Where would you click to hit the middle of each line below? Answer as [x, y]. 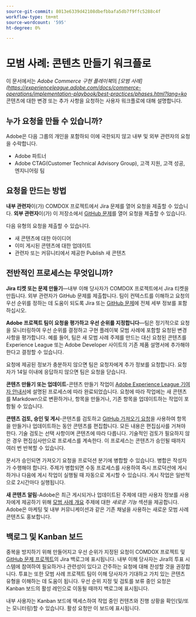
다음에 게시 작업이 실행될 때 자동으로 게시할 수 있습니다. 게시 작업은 [98, 475]
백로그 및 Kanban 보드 [44, 537]
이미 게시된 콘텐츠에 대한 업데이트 [53, 245]
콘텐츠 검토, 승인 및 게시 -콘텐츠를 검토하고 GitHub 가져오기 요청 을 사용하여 [91, 419]
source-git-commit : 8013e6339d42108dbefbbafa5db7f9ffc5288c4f [83, 11]
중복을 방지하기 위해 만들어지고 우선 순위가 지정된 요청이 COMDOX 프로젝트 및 [96, 552]
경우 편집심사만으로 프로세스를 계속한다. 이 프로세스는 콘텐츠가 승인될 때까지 [99, 440]
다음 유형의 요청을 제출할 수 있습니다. [48, 225]
